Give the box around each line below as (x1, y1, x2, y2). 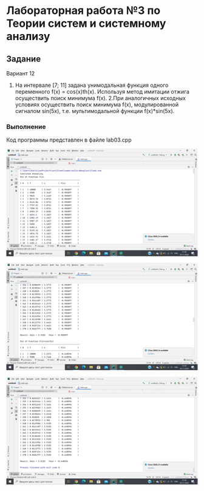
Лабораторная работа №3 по (6, 4, 161, 18)
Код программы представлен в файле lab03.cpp (6, 136, 132, 143)
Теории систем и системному (6, 16, 166, 30)
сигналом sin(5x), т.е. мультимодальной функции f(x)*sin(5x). (15, 108, 175, 114)
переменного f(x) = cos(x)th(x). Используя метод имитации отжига (15, 88, 190, 95)
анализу (6, 30, 50, 43)
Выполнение (6, 122, 46, 131)
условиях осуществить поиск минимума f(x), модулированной (15, 101, 179, 108)
